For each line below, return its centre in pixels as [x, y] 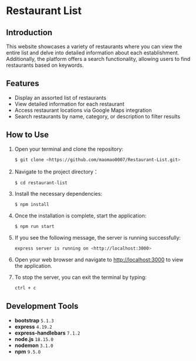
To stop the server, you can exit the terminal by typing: [80, 277]
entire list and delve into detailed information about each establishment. [93, 53]
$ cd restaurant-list [41, 183]
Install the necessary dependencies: [58, 194]
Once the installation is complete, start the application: [80, 216]
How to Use [28, 135]
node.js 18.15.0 [34, 339]
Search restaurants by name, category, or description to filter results [97, 116]
